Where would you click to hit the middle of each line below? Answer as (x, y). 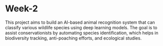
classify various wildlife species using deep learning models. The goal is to (81, 27)
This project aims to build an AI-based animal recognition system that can (80, 22)
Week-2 (21, 9)
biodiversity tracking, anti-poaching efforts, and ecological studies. (73, 38)
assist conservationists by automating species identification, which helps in (82, 33)
